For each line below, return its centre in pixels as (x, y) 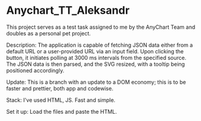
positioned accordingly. (35, 70)
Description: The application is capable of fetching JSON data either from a (100, 45)
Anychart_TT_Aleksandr (68, 10)
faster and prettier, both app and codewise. (60, 88)
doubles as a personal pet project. (49, 33)
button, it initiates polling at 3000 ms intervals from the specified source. (96, 58)
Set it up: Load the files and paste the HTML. (62, 111)
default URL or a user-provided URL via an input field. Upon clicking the (95, 51)
